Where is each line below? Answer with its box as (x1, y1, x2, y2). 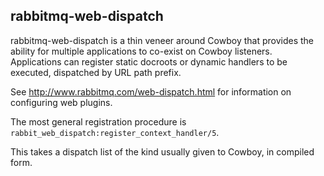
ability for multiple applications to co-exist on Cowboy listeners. (10, 45, 273, 57)
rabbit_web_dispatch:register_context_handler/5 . (10, 126, 220, 138)
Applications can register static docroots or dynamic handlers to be (10, 55, 288, 68)
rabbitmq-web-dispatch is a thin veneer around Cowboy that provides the (10, 34, 315, 46)
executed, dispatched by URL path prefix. (10, 66, 182, 78)
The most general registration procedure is (10, 115, 187, 128)
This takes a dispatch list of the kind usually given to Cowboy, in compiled (10, 145, 315, 158)
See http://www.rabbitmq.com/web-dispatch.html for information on (10, 85, 292, 98)
